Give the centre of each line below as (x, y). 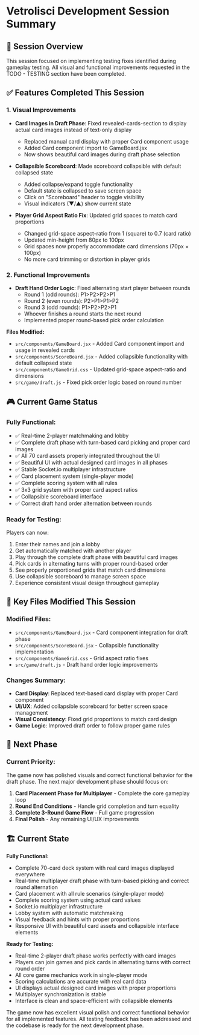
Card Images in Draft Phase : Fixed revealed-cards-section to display (101, 123)
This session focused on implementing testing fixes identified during (91, 61)
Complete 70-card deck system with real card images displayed (94, 868)
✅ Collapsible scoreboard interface (58, 496)
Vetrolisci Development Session (88, 11)
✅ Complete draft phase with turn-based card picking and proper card (103, 442)
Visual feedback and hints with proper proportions (77, 919)
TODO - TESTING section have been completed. (66, 74)
